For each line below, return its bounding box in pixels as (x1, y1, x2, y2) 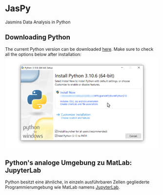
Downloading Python (5, 33, 71, 41)
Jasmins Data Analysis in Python (5, 19, 71, 25)
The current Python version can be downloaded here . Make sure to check (5, 46, 154, 52)
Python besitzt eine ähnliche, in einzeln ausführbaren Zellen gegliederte (5, 179, 150, 185)
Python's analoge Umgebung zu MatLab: (5, 158, 132, 167)
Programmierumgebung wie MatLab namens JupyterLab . (5, 184, 120, 190)
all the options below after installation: (5, 51, 81, 57)
